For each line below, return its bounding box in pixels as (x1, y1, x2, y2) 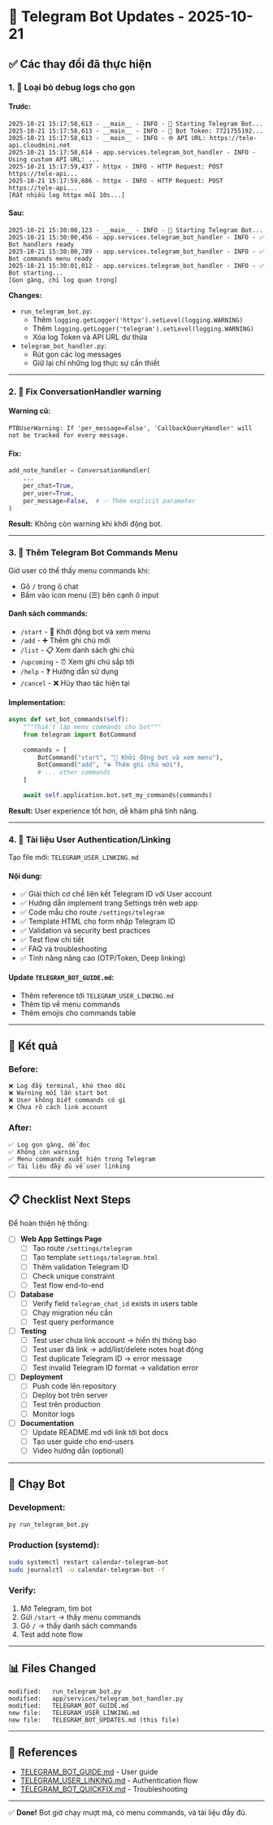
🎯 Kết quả (8, 1038, 58, 1053)
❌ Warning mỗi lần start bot (8, 1089, 108, 1098)
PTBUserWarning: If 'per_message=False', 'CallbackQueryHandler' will (8, 424, 253, 432)
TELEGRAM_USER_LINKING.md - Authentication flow (19, 1775, 198, 1786)
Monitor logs (32, 1409, 76, 1419)
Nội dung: (8, 871, 43, 880)
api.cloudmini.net (8, 141, 71, 149)
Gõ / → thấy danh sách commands (19, 1621, 137, 1630)
